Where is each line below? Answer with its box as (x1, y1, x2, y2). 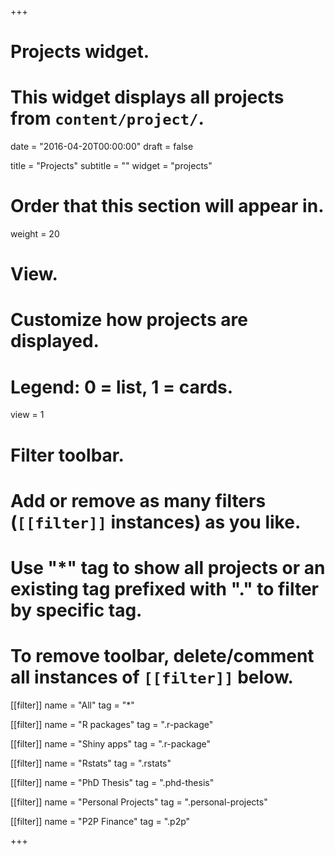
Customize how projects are (10, 309, 248, 331)
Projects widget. (10, 41, 150, 63)
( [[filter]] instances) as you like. (10, 511, 302, 533)
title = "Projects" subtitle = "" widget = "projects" (10, 160, 213, 172)
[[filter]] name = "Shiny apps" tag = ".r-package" (10, 737, 211, 750)
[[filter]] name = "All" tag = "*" (10, 699, 135, 711)
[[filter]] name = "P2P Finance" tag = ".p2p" (10, 815, 191, 827)
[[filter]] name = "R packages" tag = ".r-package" (10, 718, 214, 730)
